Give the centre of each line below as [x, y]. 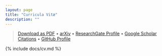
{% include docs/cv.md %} [33, 49]
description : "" [22, 19]
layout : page [19, 10]
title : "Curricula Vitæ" [31, 15]
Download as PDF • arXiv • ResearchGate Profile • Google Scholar [87, 34]
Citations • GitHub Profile [44, 39]
